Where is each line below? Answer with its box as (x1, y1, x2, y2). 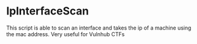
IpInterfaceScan (6, 4, 89, 18)
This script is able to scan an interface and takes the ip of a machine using (6, 24, 192, 31)
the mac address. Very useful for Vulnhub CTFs (6, 30, 125, 37)
